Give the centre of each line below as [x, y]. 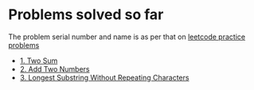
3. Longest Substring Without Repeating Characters [104, 77]
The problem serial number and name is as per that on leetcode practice [127, 37]
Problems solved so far [86, 15]
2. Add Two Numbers [55, 68]
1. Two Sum [39, 61]
